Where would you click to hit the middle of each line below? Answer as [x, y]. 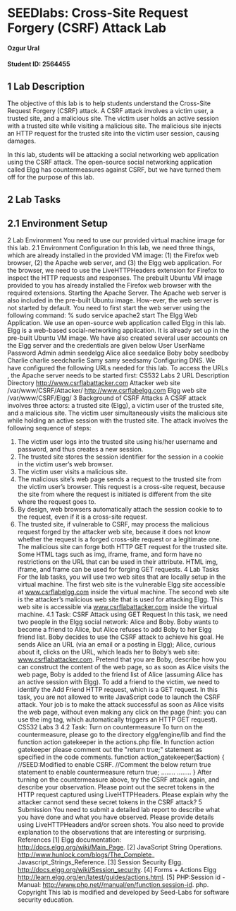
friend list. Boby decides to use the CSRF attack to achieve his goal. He [120, 637]
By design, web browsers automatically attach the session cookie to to [120, 510]
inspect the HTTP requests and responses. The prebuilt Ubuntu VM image [115, 278]
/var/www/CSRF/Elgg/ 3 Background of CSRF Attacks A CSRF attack [107, 398]
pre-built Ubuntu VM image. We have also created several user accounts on [117, 338]
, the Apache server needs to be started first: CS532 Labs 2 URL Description [118, 375]
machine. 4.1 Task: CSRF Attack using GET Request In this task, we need [122, 615]
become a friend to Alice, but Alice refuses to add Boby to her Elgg [114, 630]
